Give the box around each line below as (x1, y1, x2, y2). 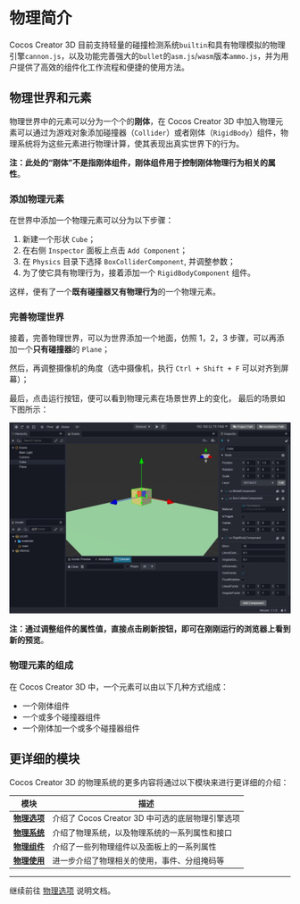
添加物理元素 (9, 193, 65, 205)
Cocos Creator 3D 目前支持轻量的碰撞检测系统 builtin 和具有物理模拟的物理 (9, 39, 286, 50)
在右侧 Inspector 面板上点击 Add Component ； (21, 245, 188, 255)
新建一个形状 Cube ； (21, 234, 96, 245)
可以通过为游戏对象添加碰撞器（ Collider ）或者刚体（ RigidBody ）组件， (16, 127, 281, 138)
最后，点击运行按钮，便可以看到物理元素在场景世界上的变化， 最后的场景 (9, 393, 278, 404)
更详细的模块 (9, 751, 80, 766)
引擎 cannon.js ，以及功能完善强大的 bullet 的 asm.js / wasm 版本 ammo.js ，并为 (9, 50, 281, 61)
